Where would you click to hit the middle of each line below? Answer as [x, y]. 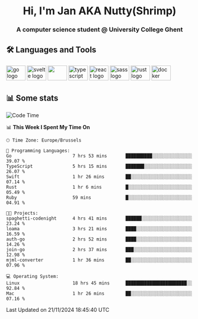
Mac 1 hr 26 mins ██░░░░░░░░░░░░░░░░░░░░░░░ [99, 294]
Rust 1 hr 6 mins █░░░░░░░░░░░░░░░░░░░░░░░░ [99, 187]
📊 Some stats [32, 98]
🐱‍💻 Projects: [22, 213]
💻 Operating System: [33, 277]
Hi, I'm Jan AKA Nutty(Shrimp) [100, 11]
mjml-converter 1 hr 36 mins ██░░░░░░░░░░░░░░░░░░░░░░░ [99, 260]
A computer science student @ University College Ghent [100, 30]
